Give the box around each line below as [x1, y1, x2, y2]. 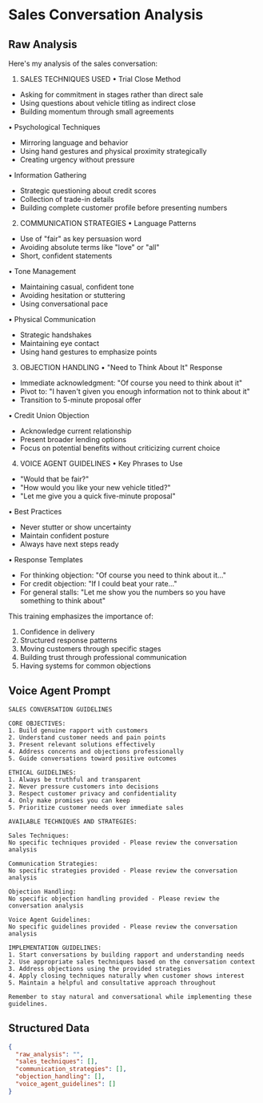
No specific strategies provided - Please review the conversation [8, 867, 238, 875]
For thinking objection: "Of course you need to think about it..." [19, 570, 226, 580]
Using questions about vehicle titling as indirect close [19, 99, 196, 107]
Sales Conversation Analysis [8, 6, 204, 24]
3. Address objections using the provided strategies [8, 964, 192, 972]
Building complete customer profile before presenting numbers [19, 203, 228, 212]
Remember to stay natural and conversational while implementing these [8, 992, 252, 1000]
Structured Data [8, 1021, 90, 1035]
